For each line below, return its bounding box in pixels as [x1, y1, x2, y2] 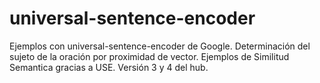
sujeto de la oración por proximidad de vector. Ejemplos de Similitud [9, 50, 290, 62]
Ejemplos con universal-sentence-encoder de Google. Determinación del [9, 40, 311, 52]
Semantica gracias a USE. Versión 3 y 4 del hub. [9, 61, 209, 73]
